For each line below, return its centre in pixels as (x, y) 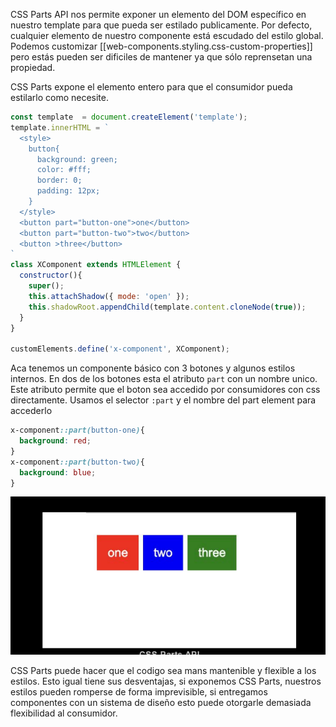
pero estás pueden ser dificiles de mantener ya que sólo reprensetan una (161, 57)
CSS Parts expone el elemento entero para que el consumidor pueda (151, 87)
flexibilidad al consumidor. (64, 713)
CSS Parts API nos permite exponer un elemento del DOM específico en (158, 14)
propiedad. (33, 67)
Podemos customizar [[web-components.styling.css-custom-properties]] (161, 46)
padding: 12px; (68, 191)
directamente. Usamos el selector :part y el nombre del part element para (163, 400)
